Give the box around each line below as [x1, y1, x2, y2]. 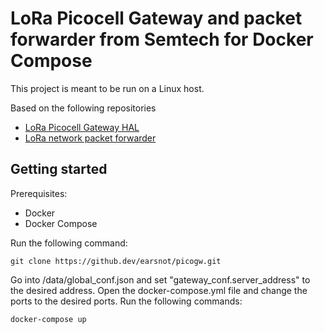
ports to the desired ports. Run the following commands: [10, 295, 243, 307]
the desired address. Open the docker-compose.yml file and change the [10, 284, 308, 296]
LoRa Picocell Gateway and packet [10, 7, 303, 30]
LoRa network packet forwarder [24, 132, 157, 144]
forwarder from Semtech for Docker [10, 28, 314, 51]
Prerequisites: [10, 187, 68, 199]
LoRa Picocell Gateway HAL [24, 121, 140, 133]
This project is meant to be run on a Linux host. [10, 82, 205, 94]
